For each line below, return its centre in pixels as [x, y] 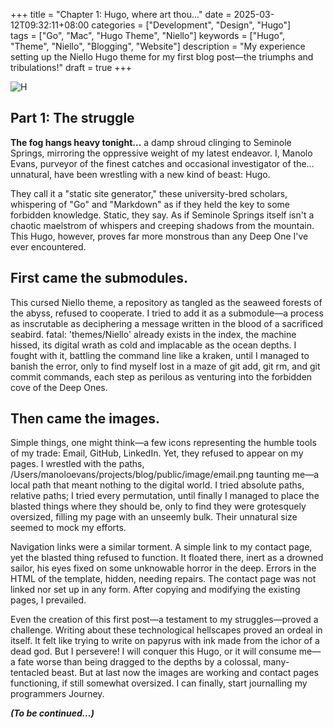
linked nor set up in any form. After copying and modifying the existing [155, 590]
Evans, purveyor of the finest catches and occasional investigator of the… [162, 163]
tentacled [30, 673]
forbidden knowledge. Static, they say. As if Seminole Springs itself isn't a [162, 215]
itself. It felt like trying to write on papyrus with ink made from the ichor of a [165, 641]
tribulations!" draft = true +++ [71, 67]
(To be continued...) [52, 713]
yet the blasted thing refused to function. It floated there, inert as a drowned [167, 558]
